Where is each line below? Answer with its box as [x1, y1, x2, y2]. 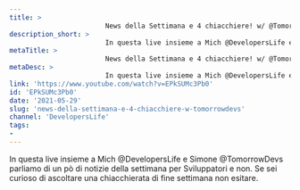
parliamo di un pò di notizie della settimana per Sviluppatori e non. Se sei [9, 162, 278, 174]
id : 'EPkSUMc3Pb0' [9, 87, 78, 96]
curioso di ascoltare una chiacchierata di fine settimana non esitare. [9, 172, 259, 183]
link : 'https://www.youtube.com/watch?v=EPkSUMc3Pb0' [9, 79, 214, 88]
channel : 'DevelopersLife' [9, 112, 110, 121]
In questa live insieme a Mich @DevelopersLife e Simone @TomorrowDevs [9, 153, 284, 164]
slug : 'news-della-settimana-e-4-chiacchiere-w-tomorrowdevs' [9, 104, 246, 113]
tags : [9, 121, 29, 130]
